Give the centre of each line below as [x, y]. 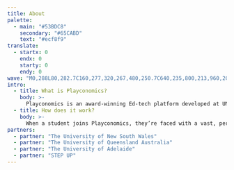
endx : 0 [31, 59]
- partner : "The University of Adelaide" [75, 149]
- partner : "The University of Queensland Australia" [93, 143]
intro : [17, 85]
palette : [20, 20]
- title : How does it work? [54, 110]
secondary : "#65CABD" [51, 33]
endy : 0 [31, 71]
